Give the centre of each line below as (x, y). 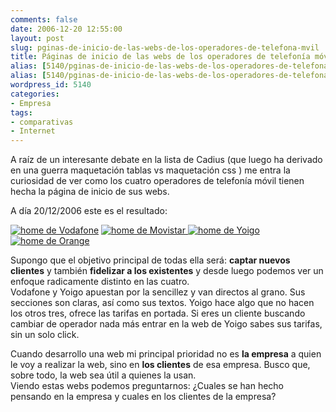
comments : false (44, 19)
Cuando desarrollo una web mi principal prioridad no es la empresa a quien (166, 354)
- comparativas (42, 122)
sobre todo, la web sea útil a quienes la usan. (103, 375)
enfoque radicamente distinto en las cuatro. (100, 282)
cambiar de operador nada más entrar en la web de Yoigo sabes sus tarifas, (166, 324)
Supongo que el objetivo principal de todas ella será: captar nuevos (150, 260)
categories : (35, 94)
